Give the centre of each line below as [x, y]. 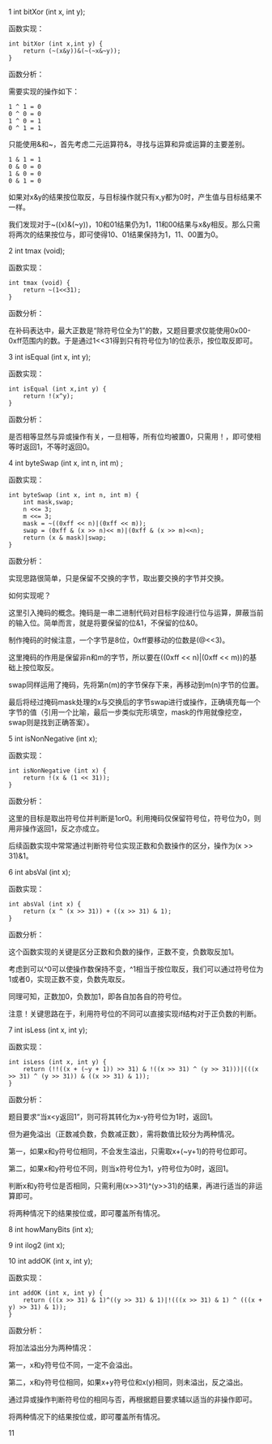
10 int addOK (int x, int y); [51, 1261]
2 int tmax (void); [37, 251]
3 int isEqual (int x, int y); [50, 357]
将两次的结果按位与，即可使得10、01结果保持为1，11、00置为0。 [115, 234]
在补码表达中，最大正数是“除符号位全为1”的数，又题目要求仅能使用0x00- [130, 331]
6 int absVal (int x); [40, 872]
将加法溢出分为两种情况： [51, 1348]
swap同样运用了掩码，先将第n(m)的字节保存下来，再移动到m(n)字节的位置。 [136, 685]
